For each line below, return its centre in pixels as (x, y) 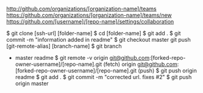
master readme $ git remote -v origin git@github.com (82, 58)
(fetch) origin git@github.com (141, 64)
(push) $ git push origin (167, 71)
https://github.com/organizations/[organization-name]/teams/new (89, 15)
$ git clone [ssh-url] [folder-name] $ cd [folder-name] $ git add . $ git (94, 33)
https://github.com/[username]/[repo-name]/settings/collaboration (90, 21)
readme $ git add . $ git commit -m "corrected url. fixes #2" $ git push (103, 77)
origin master (32, 83)
